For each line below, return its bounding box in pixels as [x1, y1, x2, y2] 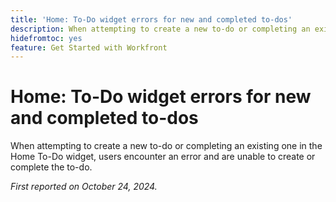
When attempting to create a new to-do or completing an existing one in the [10, 140, 323, 152]
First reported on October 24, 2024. [10, 181, 158, 193]
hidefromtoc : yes [10, 33, 83, 43]
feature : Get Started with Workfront [10, 42, 168, 53]
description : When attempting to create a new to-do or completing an [10, 24, 311, 34]
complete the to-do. [10, 161, 93, 173]
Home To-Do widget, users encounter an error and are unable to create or [10, 151, 316, 163]
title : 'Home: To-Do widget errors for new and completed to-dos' [10, 14, 293, 25]
